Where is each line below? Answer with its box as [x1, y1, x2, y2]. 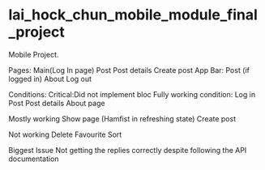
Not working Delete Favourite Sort [8, 130, 122, 139]
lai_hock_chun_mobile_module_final [8, 6, 258, 24]
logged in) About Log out [8, 74, 92, 83]
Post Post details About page [8, 98, 105, 108]
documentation [8, 154, 59, 164]
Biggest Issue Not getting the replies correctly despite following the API [8, 145, 247, 155]
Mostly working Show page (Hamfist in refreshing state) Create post [8, 113, 237, 123]
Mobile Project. [8, 49, 59, 59]
